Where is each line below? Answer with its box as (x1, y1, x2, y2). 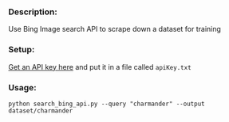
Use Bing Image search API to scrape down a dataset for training (8, 25, 222, 34)
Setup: (8, 44, 35, 55)
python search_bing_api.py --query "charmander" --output (8, 100, 205, 108)
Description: (8, 6, 57, 17)
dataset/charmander (8, 106, 73, 115)
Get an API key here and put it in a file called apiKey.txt (8, 62, 191, 71)
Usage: (8, 82, 38, 93)
